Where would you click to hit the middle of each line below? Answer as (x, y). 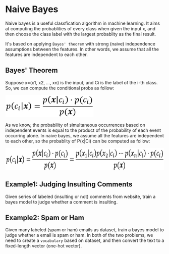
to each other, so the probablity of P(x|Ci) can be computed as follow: (78, 141)
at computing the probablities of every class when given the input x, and (80, 28)
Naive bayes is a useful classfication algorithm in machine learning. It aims (83, 23)
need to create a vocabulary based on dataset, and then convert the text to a (85, 240)
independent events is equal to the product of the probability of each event (83, 130)
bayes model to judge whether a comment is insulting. (62, 202)
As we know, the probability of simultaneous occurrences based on (75, 125)
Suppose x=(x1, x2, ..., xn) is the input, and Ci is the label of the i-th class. (81, 82)
